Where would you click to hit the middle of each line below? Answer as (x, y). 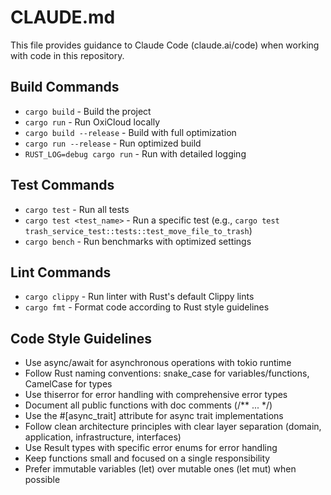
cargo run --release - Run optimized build (113, 143)
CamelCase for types (68, 384)
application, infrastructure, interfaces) (103, 437)
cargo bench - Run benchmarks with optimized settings (138, 241)
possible (42, 480)
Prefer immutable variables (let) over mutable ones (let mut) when (160, 469)
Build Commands (65, 87)
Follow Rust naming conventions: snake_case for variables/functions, (167, 373)
